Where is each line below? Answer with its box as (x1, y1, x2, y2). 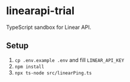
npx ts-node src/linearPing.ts (14, 70, 92, 76)
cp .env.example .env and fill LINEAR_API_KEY (14, 56, 125, 63)
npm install (14, 64, 44, 70)
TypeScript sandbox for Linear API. (6, 24, 92, 31)
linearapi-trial (6, 4, 75, 18)
